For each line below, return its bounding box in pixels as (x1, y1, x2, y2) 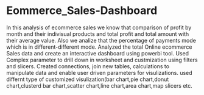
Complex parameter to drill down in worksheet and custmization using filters (6, 56, 198, 63)
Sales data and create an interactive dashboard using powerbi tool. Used (6, 49, 189, 57)
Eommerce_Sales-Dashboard (6, 4, 158, 18)
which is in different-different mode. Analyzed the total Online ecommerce (6, 43, 192, 51)
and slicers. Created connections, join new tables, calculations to (6, 62, 169, 70)
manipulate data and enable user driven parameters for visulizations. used (6, 69, 193, 76)
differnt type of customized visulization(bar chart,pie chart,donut (6, 76, 169, 83)
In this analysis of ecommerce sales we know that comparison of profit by (6, 24, 192, 31)
